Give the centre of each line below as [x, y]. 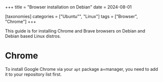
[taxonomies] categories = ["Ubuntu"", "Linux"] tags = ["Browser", [72, 16]
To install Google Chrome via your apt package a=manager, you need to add [81, 69]
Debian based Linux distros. [33, 36]
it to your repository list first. [33, 74]
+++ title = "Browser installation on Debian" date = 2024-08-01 [69, 7]
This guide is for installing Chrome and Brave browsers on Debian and [75, 31]
